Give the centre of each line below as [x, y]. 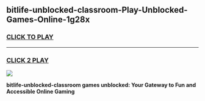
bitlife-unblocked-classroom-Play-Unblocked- [97, 10]
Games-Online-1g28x [48, 20]
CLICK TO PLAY [30, 37]
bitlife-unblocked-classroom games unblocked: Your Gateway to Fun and [101, 84]
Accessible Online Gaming [41, 91]
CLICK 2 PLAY [27, 60]
